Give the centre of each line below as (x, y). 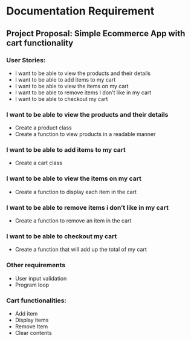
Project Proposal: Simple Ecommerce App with (96, 34)
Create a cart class (38, 163)
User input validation (41, 278)
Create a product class (43, 128)
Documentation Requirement (80, 11)
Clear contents (34, 333)
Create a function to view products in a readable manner (85, 134)
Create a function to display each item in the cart (76, 192)
